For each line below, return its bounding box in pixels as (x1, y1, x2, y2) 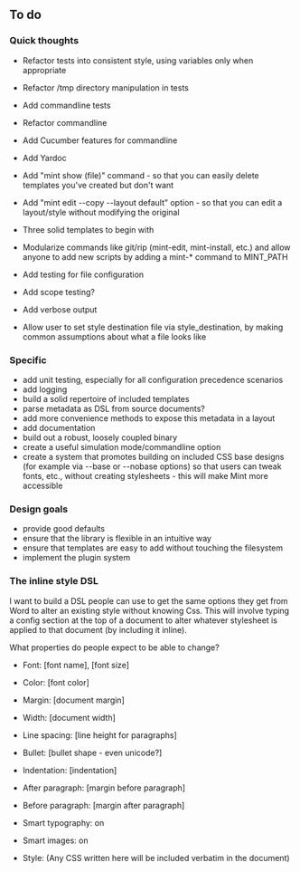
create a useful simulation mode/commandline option (22, 441, 221, 452)
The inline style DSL (9, 575, 99, 588)
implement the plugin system (22, 552, 131, 563)
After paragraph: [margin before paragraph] (22, 782, 186, 793)
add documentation (22, 422, 96, 433)
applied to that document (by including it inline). (9, 624, 187, 635)
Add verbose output (22, 303, 98, 315)
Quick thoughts (9, 34, 80, 47)
